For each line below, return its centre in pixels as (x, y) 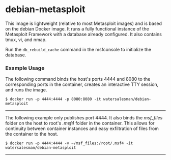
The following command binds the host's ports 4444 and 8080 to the (78, 79)
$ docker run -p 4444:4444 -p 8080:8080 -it (53, 99)
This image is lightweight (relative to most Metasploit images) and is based (83, 23)
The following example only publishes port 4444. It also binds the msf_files (84, 118)
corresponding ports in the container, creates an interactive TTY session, (82, 84)
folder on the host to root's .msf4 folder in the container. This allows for (80, 123)
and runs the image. (26, 90)
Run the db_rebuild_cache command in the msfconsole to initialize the (78, 49)
